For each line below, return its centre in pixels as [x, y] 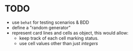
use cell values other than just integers [59, 43]
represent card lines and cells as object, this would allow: [70, 33]
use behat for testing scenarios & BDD [50, 22]
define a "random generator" [41, 27]
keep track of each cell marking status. [59, 38]
